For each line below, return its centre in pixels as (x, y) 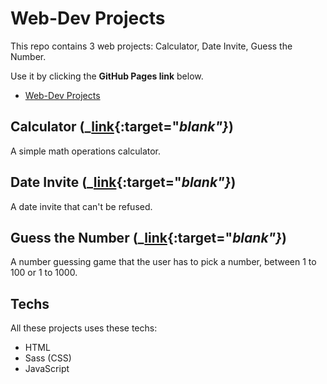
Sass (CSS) (48, 358)
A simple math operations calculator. (86, 151)
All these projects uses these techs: (84, 328)
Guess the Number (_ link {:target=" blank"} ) (148, 237)
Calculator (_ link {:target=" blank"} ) (122, 127)
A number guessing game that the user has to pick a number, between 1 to (163, 262)
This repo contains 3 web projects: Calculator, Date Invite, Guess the (151, 46)
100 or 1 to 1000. (44, 273)
